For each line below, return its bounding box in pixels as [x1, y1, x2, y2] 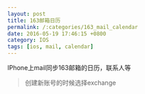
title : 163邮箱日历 [7, 17, 61, 24]
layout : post [7, 10, 46, 18]
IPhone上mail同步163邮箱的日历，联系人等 [7, 64, 131, 71]
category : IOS [7, 37, 50, 44]
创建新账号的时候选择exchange [24, 78, 117, 87]
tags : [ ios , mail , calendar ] [7, 43, 94, 50]
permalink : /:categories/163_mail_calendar [7, 23, 139, 30]
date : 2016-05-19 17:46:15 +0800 [7, 30, 107, 37]
